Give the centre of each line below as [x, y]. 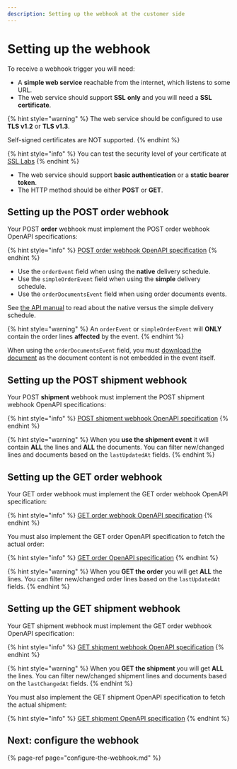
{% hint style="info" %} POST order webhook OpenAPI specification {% [112, 250]
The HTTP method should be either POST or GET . [90, 190]
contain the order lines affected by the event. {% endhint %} [96, 336]
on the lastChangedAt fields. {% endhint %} [70, 683]
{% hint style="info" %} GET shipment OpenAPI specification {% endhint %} [118, 718]
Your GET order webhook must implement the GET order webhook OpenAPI [118, 494]
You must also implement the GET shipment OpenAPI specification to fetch [116, 697]
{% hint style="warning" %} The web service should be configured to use [115, 118]
